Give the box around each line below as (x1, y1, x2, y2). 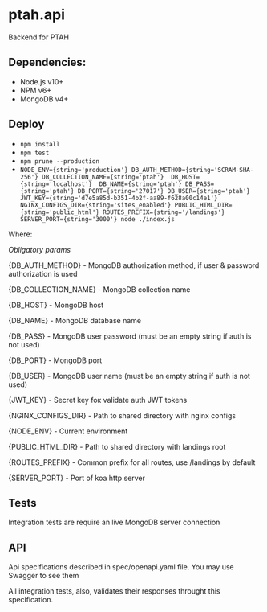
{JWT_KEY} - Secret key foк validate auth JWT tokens (8, 395, 188, 405)
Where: (8, 229, 33, 239)
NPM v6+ (19, 85, 52, 95)
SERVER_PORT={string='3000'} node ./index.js (19, 215, 175, 223)
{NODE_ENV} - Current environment (8, 426, 128, 436)
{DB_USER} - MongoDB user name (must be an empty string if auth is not (8, 371, 251, 380)
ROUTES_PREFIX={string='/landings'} (103, 207, 225, 216)
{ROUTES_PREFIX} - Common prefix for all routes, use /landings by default (8, 457, 256, 467)
